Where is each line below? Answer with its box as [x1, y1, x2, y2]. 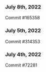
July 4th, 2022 [5, 51, 42, 58]
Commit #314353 [5, 38, 41, 44]
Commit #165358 [5, 15, 41, 21]
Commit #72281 [5, 62, 38, 68]
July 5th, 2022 [5, 27, 41, 34]
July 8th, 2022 [5, 3, 41, 10]
